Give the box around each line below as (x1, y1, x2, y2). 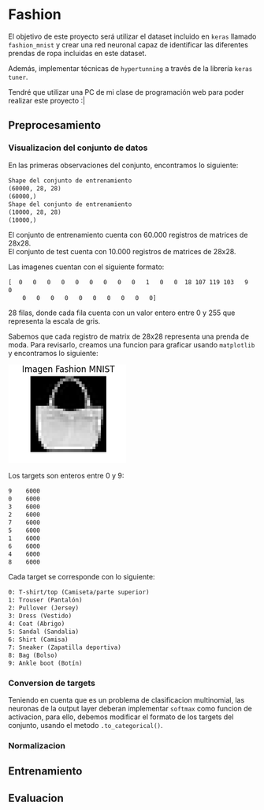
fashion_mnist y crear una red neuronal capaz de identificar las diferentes (8, 39, 248, 49)
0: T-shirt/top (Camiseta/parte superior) (8, 588, 150, 596)
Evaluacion (8, 791, 65, 804)
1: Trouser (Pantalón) (8, 596, 83, 604)
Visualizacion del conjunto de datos (8, 142, 148, 153)
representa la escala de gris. (8, 316, 101, 325)
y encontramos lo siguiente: (8, 348, 99, 358)
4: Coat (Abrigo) (8, 620, 65, 628)
